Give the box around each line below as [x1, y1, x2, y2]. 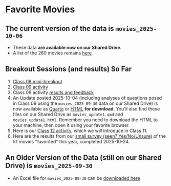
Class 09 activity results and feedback [12, 89, 94, 96]
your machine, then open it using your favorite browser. [12, 122, 130, 128]
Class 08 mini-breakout [12, 78, 62, 84]
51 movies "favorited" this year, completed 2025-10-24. [12, 138, 130, 144]
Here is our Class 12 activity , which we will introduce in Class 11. [12, 127, 147, 134]
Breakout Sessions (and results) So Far [5, 65, 132, 73]
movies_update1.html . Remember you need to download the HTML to [12, 117, 158, 123]
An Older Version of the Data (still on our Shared [5, 153, 162, 162]
